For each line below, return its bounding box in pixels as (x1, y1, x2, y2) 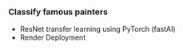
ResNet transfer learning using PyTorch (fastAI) (19, 25, 176, 34)
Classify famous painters (8, 6, 108, 17)
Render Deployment (19, 33, 86, 42)
